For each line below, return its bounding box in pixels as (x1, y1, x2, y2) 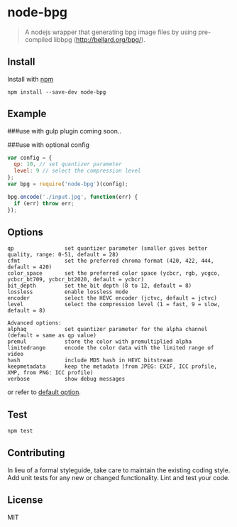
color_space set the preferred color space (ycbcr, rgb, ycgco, (7, 270, 221, 277)
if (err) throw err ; (13, 200, 75, 207)
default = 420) (7, 263, 53, 271)
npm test (7, 428, 33, 435)
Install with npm (7, 75, 54, 83)
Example (7, 108, 47, 120)
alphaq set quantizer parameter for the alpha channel (7, 326, 208, 333)
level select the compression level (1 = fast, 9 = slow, (7, 301, 221, 308)
